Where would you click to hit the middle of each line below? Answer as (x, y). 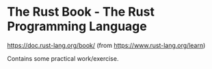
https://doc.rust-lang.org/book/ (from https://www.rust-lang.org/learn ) (106, 45)
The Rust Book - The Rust (81, 12)
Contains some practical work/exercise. (63, 58)
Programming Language (77, 26)
